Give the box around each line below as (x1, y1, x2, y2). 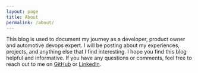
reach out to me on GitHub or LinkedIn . (6, 61, 102, 68)
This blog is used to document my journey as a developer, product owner (6, 36, 186, 43)
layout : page (6, 8, 39, 15)
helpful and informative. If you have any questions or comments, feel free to (6, 54, 192, 62)
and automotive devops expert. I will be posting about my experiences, (6, 42, 180, 49)
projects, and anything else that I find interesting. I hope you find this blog (6, 48, 187, 55)
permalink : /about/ (6, 19, 55, 25)
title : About (6, 14, 39, 20)
